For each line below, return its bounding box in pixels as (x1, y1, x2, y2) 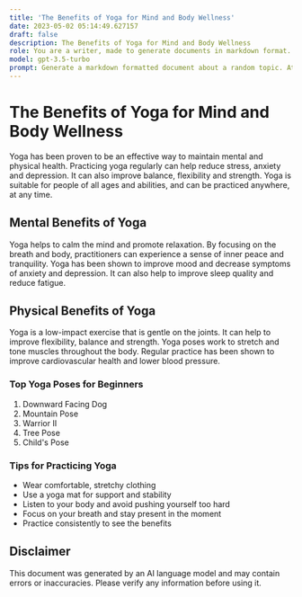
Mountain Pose (22, 408, 79, 419)
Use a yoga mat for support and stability (22, 489, 173, 500)
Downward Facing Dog (22, 398, 108, 409)
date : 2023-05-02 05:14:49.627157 (9, 22, 139, 31)
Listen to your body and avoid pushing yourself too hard (22, 499, 231, 510)
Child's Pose (22, 437, 69, 448)
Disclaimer (9, 544, 71, 559)
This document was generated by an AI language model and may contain (9, 567, 280, 578)
